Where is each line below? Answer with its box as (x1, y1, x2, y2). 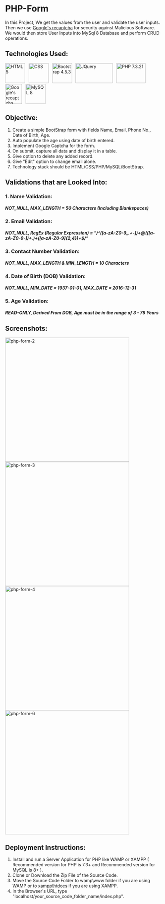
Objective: (5, 114, 38, 122)
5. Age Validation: (5, 298, 49, 304)
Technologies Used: (5, 50, 68, 58)
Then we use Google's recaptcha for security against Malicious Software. (5, 24, 155, 30)
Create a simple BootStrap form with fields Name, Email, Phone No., (12, 127, 151, 133)
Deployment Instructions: (5, 843, 86, 852)
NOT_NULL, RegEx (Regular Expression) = (5, 230, 93, 236)
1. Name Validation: (5, 193, 53, 200)
